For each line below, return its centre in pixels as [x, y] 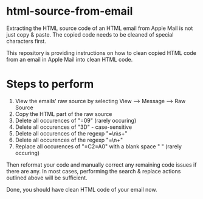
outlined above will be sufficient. [47, 178]
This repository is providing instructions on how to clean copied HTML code [101, 52]
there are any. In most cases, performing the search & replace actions [94, 171]
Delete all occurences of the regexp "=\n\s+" [71, 133]
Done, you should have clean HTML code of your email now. [82, 189]
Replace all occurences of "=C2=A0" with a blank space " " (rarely [98, 146]
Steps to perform [50, 84]
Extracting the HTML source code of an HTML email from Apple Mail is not [100, 28]
